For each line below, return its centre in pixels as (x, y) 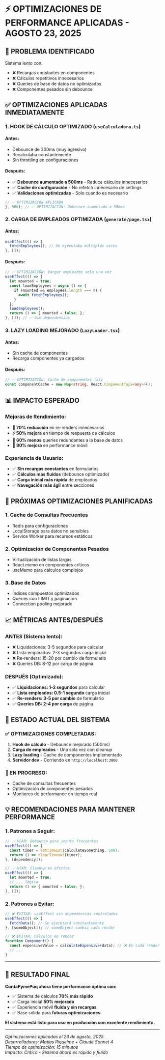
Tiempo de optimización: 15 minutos (42, 1047)
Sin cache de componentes (40, 353)
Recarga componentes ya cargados (48, 358)
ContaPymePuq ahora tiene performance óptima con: (61, 986)
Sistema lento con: (24, 63)
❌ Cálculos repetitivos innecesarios (48, 78)
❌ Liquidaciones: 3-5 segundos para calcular (58, 647)
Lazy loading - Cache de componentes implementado (67, 755)
